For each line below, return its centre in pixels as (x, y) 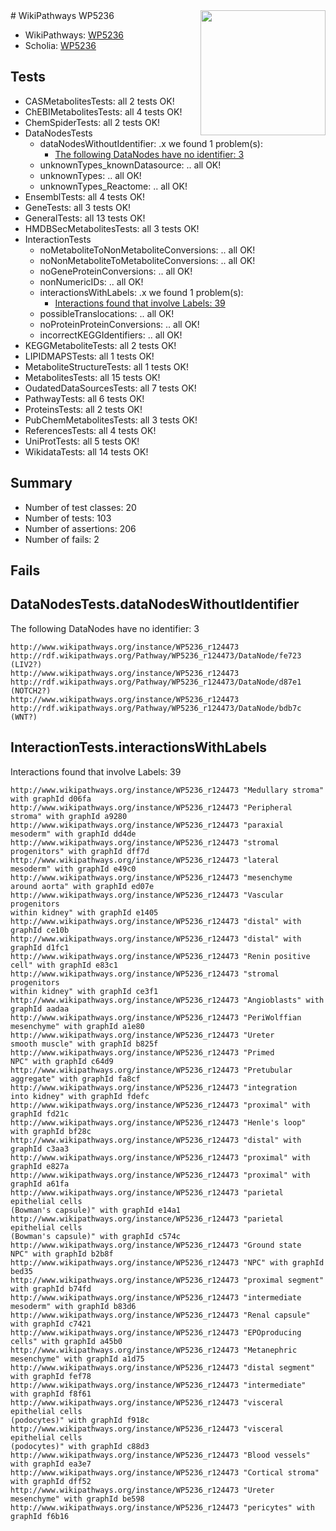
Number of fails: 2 (62, 539)
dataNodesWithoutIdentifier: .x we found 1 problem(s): (151, 143)
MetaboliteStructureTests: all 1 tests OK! (106, 366)
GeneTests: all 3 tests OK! (78, 207)
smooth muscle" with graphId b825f (84, 1044)
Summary (41, 483)
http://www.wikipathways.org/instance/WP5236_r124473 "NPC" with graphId (167, 1262)
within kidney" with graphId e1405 (84, 912)
